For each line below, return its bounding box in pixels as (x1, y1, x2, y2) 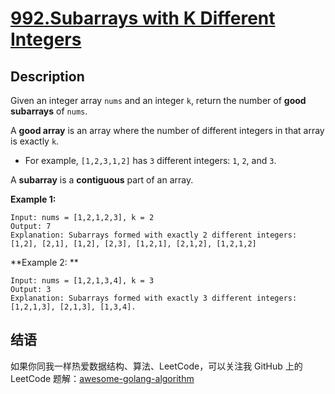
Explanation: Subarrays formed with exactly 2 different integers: (10, 230, 298, 240)
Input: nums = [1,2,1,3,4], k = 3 (10, 276, 155, 286)
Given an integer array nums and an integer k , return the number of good (10, 95, 307, 106)
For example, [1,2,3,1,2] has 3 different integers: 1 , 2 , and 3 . (24, 155, 277, 166)
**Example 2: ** (10, 257, 79, 268)
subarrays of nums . (10, 105, 88, 117)
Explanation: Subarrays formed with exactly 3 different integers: (10, 293, 298, 303)
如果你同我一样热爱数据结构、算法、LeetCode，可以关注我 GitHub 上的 (10, 360, 303, 372)
